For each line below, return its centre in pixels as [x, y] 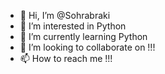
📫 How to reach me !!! [66, 58]
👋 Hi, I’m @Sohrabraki [65, 15]
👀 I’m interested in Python [73, 26]
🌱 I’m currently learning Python [83, 36]
